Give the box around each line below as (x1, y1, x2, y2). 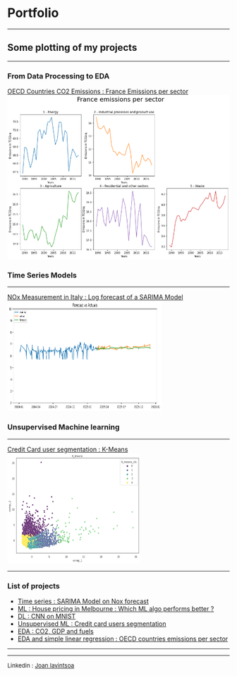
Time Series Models (7, 271, 78, 280)
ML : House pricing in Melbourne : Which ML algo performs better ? (17, 605, 214, 613)
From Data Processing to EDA (7, 71, 110, 81)
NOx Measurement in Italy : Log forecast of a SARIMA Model (7, 293, 183, 302)
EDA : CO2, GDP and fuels (17, 627, 94, 636)
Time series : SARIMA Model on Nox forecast (17, 597, 150, 605)
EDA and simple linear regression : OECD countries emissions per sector (17, 634, 229, 644)
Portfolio (7, 5, 59, 21)
